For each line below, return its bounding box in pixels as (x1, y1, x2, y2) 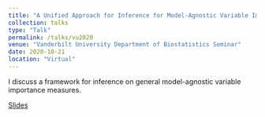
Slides (8, 100, 28, 110)
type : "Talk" (8, 26, 51, 34)
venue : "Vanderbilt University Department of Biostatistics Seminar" (8, 41, 242, 49)
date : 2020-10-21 (8, 48, 65, 56)
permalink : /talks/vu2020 (8, 33, 93, 42)
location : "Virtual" (8, 56, 77, 64)
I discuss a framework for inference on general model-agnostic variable (8, 76, 241, 86)
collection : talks (8, 19, 69, 27)
